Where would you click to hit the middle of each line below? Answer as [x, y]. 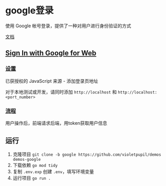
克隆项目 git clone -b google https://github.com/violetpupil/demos [87, 154]
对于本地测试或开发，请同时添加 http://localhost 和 [61, 92]
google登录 [30, 11]
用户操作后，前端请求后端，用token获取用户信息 [56, 123]
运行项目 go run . [32, 178]
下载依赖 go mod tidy [35, 165]
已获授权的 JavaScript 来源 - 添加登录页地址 [52, 81]
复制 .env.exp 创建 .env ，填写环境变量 [53, 171]
